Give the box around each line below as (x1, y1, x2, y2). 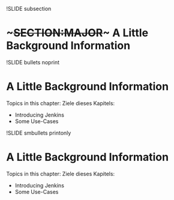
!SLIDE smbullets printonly (6, 129, 71, 136)
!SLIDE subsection (6, 5, 52, 12)
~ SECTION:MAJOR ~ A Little (6, 26, 149, 40)
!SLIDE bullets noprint (6, 58, 60, 65)
